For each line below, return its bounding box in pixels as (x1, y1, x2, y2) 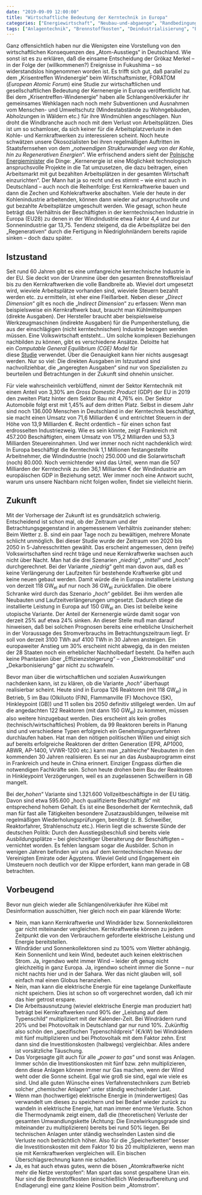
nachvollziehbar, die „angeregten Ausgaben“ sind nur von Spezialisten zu (6, 364, 188, 371)
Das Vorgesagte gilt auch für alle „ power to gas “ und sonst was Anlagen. (14, 1053, 195, 1061)
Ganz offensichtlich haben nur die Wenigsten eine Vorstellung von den (6, 42, 181, 49)
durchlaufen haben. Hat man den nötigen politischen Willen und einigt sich (6, 734, 191, 742)
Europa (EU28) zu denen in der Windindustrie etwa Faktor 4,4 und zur (6, 215, 180, 222)
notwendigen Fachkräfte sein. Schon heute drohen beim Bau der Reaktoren (6, 766, 193, 774)
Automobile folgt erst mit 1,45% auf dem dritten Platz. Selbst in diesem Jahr (6, 402, 194, 409)
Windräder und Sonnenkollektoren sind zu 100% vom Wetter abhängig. (14, 944, 191, 951)
